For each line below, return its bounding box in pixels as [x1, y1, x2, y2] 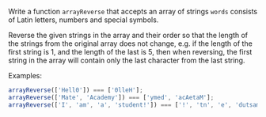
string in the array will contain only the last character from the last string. [8, 55, 245, 65]
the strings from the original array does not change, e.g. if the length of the [8, 39, 253, 48]
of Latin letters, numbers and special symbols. [8, 15, 159, 25]
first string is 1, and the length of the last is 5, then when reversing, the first [8, 47, 253, 56]
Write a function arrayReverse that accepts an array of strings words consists [8, 7, 258, 16]
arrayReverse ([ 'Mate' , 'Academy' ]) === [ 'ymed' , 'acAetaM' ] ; [8, 93, 215, 101]
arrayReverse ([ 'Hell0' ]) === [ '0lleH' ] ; [8, 86, 144, 94]
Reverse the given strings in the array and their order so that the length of [8, 31, 249, 40]
